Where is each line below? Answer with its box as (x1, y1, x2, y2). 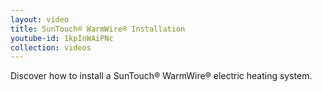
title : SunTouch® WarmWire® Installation (10, 24, 186, 34)
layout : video (10, 14, 70, 25)
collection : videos (10, 42, 92, 53)
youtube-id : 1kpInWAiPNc (10, 33, 114, 43)
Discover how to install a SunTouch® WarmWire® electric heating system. (10, 70, 313, 82)
